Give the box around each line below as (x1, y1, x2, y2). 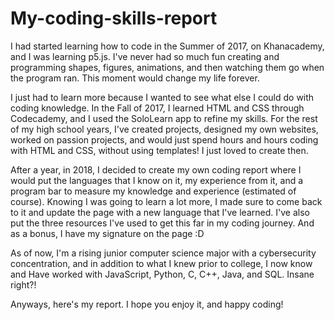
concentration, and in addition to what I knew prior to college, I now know (10, 257, 313, 269)
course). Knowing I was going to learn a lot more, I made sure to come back (10, 195, 323, 207)
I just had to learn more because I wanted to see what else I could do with (10, 91, 315, 103)
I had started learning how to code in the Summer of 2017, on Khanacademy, (10, 40, 325, 52)
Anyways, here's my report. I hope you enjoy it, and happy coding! (10, 298, 284, 310)
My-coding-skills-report (10, 7, 218, 30)
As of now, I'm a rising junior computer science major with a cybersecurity (10, 247, 317, 259)
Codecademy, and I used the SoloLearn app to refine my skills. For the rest (10, 112, 318, 124)
